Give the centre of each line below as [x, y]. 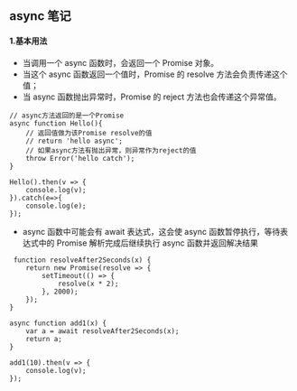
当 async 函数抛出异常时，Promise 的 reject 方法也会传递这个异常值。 [152, 97]
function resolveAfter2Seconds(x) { [82, 260]
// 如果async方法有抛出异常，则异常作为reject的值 [111, 150]
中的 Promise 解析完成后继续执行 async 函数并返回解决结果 [148, 243]
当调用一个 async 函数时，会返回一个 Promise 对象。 [121, 62]
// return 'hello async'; [74, 141]
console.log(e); [56, 206]
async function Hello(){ [56, 123]
